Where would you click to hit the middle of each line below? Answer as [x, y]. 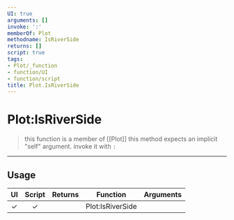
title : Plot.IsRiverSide [43, 85]
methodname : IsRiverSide [43, 40]
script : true [26, 53]
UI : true [20, 14]
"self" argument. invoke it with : [70, 147]
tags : [15, 59]
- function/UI [28, 72]
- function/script [34, 79]
